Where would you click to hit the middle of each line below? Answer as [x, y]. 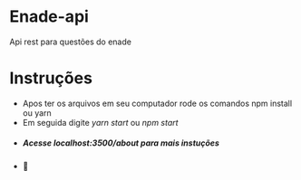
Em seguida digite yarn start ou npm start [100, 122]
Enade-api [49, 17]
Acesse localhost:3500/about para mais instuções [121, 143]
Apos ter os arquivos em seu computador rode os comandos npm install [157, 103]
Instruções [51, 78]
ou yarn [37, 113]
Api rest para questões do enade [70, 42]
